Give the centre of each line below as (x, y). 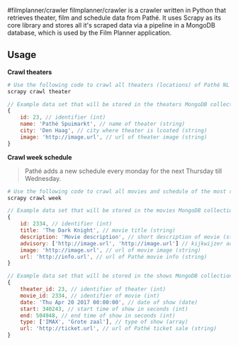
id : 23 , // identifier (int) (63, 117)
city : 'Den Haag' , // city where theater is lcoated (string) (114, 131)
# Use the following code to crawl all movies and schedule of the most (117, 191)
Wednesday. (43, 178)
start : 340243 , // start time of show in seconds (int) (104, 309)
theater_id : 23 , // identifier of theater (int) (93, 289)
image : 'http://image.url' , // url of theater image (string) (114, 137)
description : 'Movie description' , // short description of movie (120, 237)
